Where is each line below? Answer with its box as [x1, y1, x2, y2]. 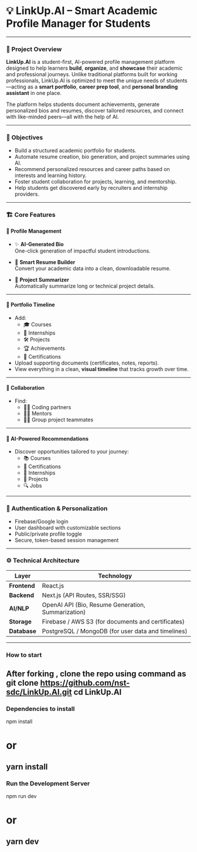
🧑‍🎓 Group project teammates [23, 416, 94, 423]
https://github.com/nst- [40, 678, 130, 688]
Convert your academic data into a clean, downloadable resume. [14, 265, 171, 272]
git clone [6, 678, 39, 688]
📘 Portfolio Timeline [6, 301, 55, 308]
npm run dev [6, 793, 37, 800]
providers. [14, 190, 40, 197]
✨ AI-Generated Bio [14, 240, 64, 247]
